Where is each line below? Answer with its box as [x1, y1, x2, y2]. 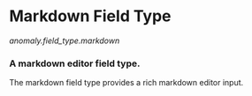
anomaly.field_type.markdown [9, 35, 120, 46]
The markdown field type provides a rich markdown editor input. [9, 78, 244, 88]
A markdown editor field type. [9, 57, 141, 70]
